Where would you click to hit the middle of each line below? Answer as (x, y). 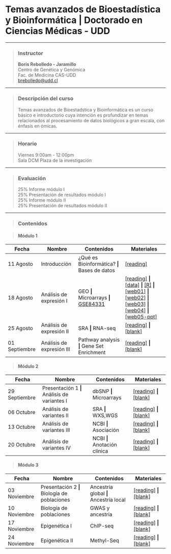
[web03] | (137, 304)
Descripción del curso (46, 99)
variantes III (56, 430)
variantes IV (57, 448)
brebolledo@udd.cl (38, 80)
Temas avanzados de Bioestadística (83, 9)
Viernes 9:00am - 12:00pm (46, 155)
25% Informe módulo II (42, 200)
